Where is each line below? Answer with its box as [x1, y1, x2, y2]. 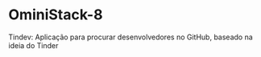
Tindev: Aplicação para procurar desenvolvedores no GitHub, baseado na [8, 32, 254, 42]
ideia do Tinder [8, 40, 59, 50]
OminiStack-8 [8, 6, 103, 24]
